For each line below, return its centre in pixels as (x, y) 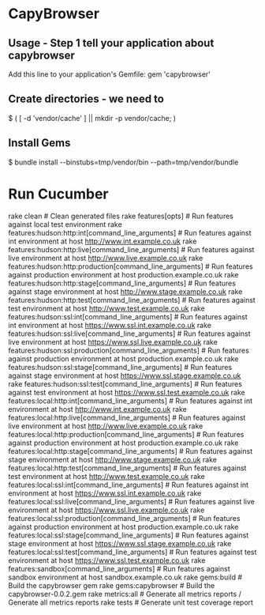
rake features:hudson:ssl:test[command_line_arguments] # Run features (125, 383)
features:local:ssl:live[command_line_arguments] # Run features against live (131, 501)
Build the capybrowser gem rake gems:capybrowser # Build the (112, 585)
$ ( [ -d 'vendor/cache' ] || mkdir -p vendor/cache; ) (92, 118)
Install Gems (39, 143)
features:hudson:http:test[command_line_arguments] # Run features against (132, 300)
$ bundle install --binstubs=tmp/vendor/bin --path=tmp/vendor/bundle (123, 162)
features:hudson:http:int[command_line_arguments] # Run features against (130, 232)
